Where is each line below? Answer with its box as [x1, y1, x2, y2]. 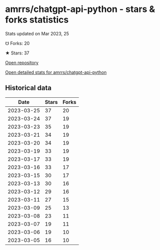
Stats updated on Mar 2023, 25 [5, 30, 70, 36]
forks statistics [5, 14, 69, 25]
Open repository [5, 59, 39, 65]
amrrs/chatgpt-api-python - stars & [5, 3, 156, 15]
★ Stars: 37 [5, 50, 30, 56]
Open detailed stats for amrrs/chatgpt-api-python [5, 69, 107, 75]
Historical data [5, 84, 52, 92]
